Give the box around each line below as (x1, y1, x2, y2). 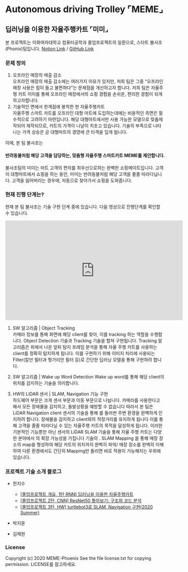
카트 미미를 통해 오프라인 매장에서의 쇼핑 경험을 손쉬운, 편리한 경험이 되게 (18, 91, 163, 97)
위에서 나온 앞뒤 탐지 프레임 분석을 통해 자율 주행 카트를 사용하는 (30, 344, 158, 350)
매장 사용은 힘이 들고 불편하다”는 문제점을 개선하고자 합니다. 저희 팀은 (12, 85, 150, 91)
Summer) (20, 510, 40, 516)
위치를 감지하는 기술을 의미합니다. (12, 380, 80, 386)
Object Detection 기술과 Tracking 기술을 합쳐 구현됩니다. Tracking (23, 337, 157, 344)
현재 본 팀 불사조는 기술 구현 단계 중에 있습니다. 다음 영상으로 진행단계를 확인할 (5, 204, 161, 210)
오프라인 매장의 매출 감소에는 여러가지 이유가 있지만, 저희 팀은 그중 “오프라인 (12, 79, 164, 85)
